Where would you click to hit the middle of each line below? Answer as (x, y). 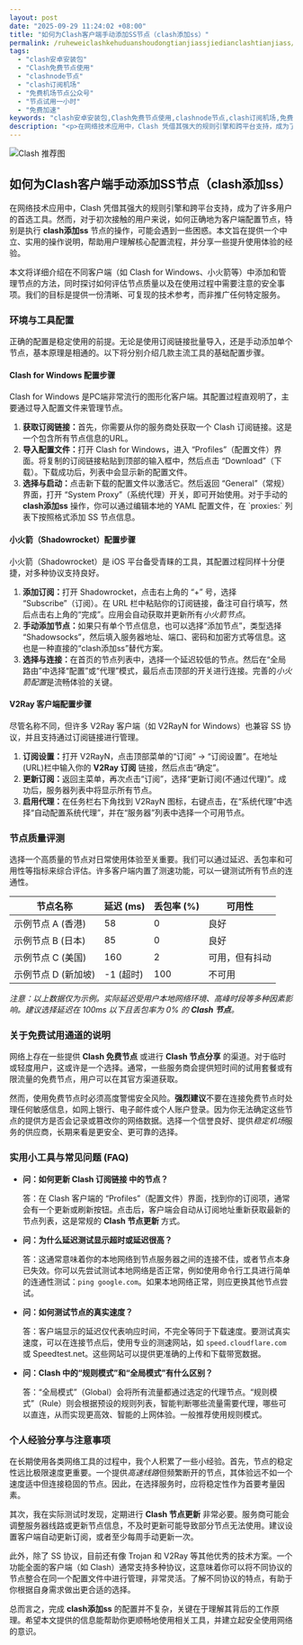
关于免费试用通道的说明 (60, 1035)
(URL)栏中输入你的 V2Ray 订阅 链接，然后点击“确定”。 (123, 768)
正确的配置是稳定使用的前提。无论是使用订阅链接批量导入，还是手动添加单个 (151, 341)
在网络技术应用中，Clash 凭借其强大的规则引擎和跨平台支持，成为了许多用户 (151, 207)
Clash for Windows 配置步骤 (62, 375)
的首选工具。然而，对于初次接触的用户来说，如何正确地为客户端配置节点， (147, 219)
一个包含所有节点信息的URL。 (77, 439)
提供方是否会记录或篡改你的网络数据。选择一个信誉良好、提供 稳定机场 (155, 1121)
